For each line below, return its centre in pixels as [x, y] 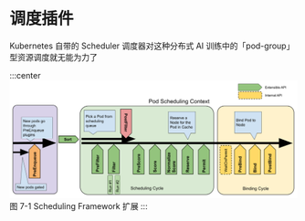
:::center [25, 75]
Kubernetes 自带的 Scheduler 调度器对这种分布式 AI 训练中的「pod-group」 [152, 46]
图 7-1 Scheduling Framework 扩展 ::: [79, 206]
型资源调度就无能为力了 [53, 57]
